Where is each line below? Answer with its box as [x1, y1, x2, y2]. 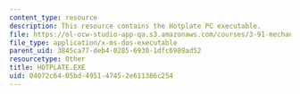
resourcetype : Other [9, 55, 87, 64]
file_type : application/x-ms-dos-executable [9, 38, 178, 47]
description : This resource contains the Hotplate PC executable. [9, 21, 262, 30]
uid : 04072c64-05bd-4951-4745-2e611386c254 [9, 72, 174, 81]
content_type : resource [9, 13, 98, 22]
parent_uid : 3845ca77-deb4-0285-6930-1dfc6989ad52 [9, 47, 202, 56]
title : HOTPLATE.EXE [9, 64, 87, 73]
